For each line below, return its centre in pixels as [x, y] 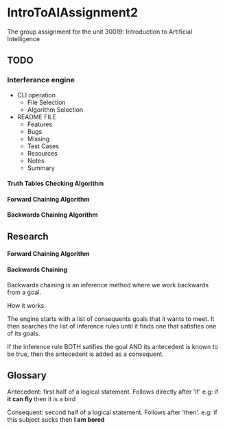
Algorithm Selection [55, 109]
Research [28, 236]
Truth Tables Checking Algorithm [56, 184]
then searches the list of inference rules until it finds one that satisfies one [112, 326]
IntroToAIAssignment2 [73, 13]
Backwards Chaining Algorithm [52, 215]
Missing [38, 139]
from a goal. [24, 292]
